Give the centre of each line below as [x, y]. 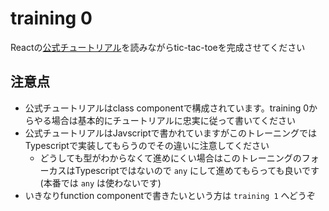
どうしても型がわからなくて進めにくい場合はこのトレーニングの [170, 158]
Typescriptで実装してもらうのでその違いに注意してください [147, 145]
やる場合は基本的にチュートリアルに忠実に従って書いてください [165, 120]
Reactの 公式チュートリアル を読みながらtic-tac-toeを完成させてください [158, 47]
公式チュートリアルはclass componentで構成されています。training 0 [167, 108]
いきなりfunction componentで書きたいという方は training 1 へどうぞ [170, 195]
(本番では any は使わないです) [100, 183]
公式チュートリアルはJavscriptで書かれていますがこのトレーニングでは [171, 133]
